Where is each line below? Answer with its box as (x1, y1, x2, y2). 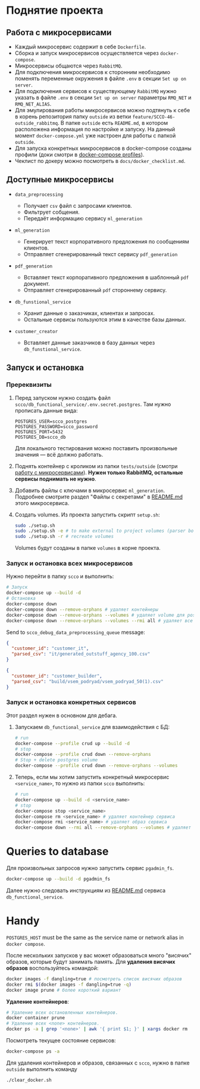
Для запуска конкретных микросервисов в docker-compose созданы (14, 144, 192, 152)
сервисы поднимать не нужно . (14, 475, 96, 482)
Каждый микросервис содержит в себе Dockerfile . (14, 43, 146, 50)
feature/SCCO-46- (132, 114, 176, 120)
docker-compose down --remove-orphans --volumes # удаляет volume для (6, 612, 185, 618)
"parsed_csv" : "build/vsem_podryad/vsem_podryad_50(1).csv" (11, 678, 164, 684)
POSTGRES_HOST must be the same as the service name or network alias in (6, 934, 184, 941)
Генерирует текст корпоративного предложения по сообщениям (23, 238, 189, 245)
